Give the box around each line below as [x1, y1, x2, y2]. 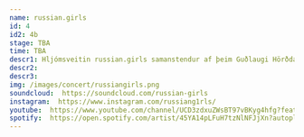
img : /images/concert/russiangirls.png [9, 80, 160, 89]
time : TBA [9, 47, 47, 56]
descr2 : [9, 64, 39, 73]
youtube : [9, 105, 43, 114]
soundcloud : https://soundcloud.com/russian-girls [9, 88, 208, 97]
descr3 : [9, 72, 39, 81]
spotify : [9, 114, 43, 123]
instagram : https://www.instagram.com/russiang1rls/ [9, 96, 217, 106]
